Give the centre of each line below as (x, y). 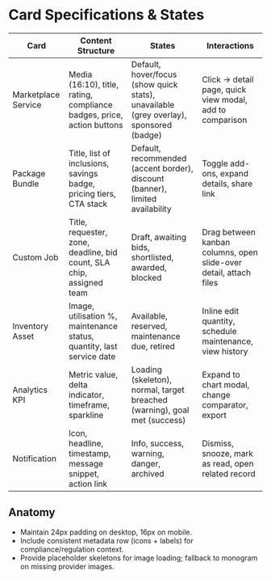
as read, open (227, 463)
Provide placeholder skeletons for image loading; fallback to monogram (139, 558)
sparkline (86, 415)
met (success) (158, 420)
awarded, (149, 267)
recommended (159, 158)
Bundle (26, 184)
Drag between (229, 232)
